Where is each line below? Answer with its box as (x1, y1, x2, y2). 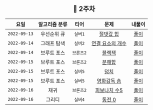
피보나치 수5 (94, 86, 123, 93)
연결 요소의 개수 (91, 39, 126, 46)
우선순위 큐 (40, 30, 65, 37)
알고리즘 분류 (38, 20, 67, 27)
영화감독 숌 (96, 77, 121, 84)
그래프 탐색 (40, 39, 65, 46)
